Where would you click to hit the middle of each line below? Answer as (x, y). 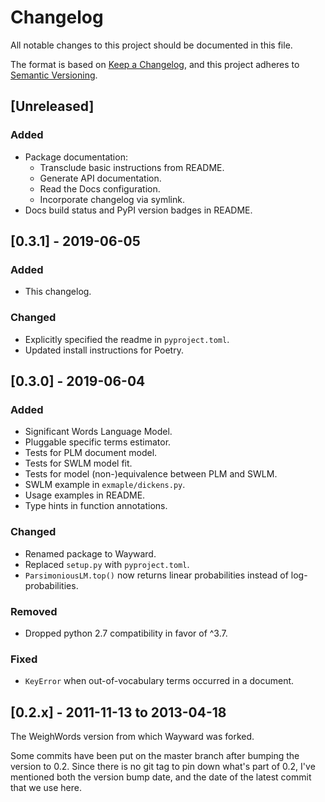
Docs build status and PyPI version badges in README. (138, 210)
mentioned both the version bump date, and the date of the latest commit (161, 777)
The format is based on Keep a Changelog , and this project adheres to (155, 64)
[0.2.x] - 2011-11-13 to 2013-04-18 (118, 712)
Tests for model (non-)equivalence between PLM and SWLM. (151, 474)
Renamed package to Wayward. (90, 553)
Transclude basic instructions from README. (132, 167)
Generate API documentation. (100, 178)
